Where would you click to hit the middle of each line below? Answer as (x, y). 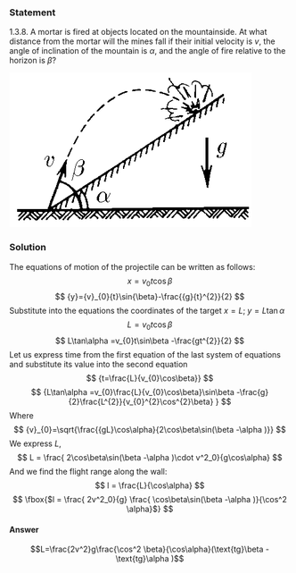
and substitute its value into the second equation (99, 365)
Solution (28, 248)
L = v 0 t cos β (150, 326)
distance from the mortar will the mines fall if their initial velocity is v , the (142, 41)
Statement (33, 13)
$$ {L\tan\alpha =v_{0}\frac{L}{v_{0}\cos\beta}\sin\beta (132, 392)
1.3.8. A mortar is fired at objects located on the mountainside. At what (138, 32)
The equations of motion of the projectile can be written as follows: (132, 266)
